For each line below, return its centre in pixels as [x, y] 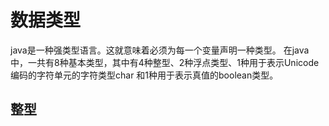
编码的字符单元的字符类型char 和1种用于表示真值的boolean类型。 [144, 75]
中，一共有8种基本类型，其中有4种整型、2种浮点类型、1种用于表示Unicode [165, 62]
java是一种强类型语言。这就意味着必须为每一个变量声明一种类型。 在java [160, 50]
